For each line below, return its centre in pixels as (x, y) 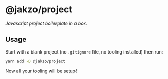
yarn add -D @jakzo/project (35, 61)
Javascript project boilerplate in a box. (46, 23)
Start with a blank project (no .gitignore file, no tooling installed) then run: (84, 51)
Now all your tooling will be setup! (41, 71)
